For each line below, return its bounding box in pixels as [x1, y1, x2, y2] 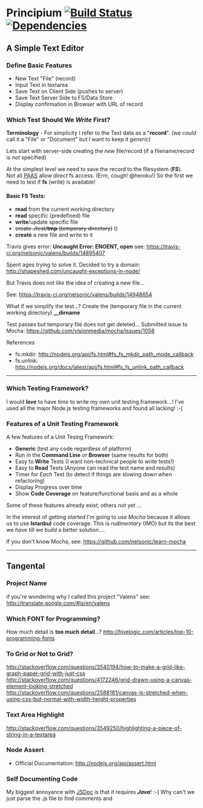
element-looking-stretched [6, 683, 74, 690]
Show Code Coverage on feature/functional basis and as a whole [14, 490, 178, 497]
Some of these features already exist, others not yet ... [6, 502, 142, 509]
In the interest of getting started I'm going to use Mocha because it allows [6, 513, 190, 520]
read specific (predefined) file [14, 212, 90, 219]
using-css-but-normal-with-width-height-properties [6, 696, 137, 703]
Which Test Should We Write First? [6, 115, 111, 124]
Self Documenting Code [6, 774, 78, 783]
